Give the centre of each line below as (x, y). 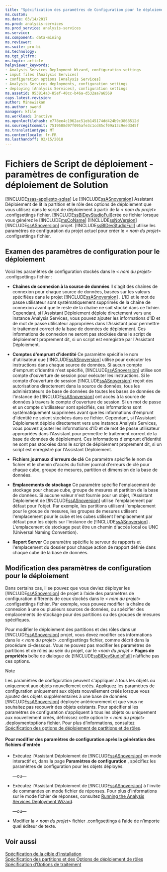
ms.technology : (21, 51)
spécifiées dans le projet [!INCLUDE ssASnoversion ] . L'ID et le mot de (83, 297)
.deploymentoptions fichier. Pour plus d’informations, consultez (70, 723)
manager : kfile (21, 112)
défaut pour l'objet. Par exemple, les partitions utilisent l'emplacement (84, 505)
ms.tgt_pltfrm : (21, 56)
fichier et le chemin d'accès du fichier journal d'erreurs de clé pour (81, 464)
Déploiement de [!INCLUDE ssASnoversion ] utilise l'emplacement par (83, 500)
